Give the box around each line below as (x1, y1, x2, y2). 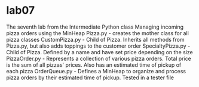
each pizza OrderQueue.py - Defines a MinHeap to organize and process (6, 67, 186, 74)
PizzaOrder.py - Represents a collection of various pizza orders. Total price (6, 55, 191, 62)
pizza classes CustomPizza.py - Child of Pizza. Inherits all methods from (6, 36, 185, 43)
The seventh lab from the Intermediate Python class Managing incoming (6, 23, 184, 30)
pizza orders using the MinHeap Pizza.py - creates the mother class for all (6, 29, 189, 36)
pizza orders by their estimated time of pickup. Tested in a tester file (6, 74, 174, 81)
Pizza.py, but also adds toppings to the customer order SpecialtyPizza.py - (6, 42, 191, 49)
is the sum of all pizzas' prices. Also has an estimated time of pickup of (6, 61, 182, 69)
